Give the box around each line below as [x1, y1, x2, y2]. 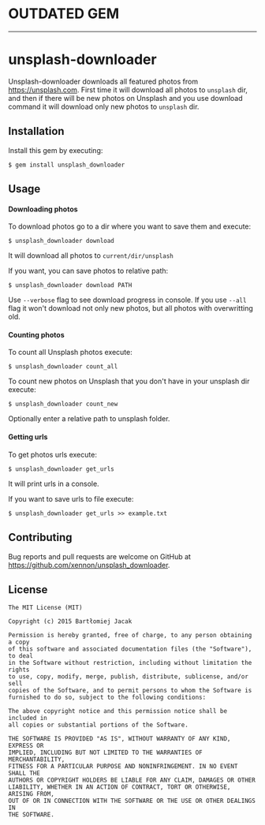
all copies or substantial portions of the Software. [8, 721, 189, 730]
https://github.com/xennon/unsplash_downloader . [8, 560, 170, 569]
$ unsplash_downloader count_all [8, 363, 118, 371]
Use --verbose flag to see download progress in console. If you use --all [8, 295, 247, 304]
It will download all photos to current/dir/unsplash [8, 251, 174, 260]
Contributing [8, 531, 73, 544]
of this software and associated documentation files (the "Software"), [8, 645, 252, 653]
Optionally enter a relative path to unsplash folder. [8, 414, 170, 424]
